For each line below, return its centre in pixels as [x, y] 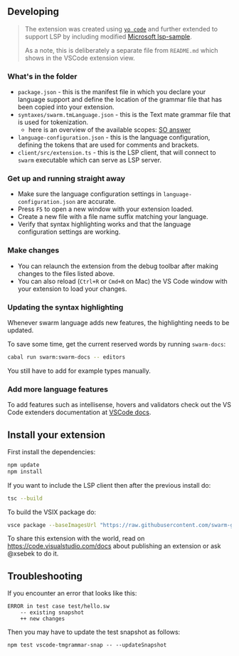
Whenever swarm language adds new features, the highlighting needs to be [118, 323]
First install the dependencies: [52, 451]
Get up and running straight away [67, 179]
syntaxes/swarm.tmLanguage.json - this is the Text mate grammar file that [124, 115]
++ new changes [43, 619]
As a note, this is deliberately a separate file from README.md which [121, 50]
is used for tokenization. [53, 122]
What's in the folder [42, 76]
